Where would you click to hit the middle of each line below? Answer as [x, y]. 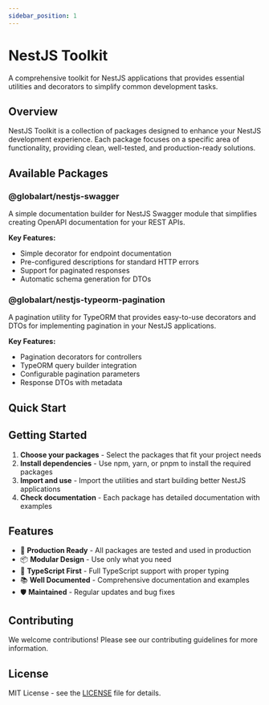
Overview [33, 111]
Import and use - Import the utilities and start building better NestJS [133, 480]
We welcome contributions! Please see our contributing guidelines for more [133, 640]
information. [29, 649]
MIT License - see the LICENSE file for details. [85, 693]
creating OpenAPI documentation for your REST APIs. [97, 223]
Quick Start [37, 408]
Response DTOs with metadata [71, 383]
